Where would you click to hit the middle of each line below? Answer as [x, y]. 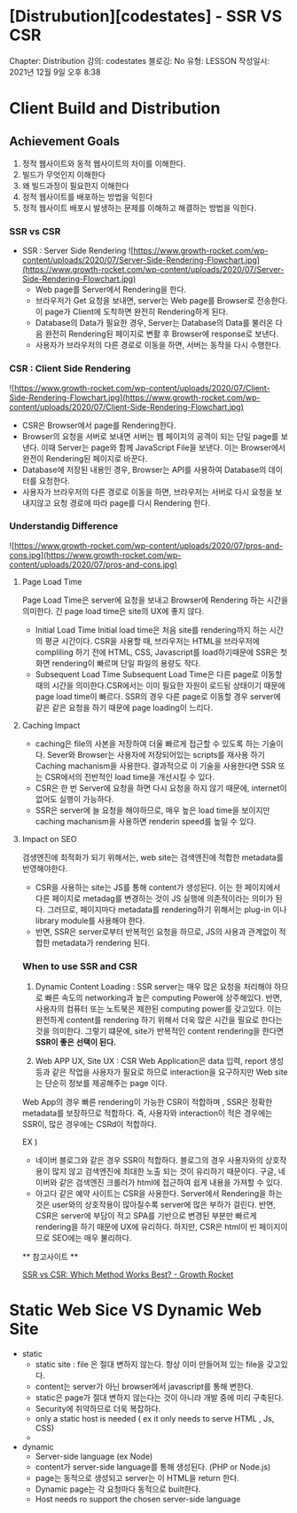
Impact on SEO [49, 839]
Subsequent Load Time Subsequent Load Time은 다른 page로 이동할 [159, 674]
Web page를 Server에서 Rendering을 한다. [111, 289]
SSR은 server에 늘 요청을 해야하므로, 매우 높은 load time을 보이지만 [152, 810]
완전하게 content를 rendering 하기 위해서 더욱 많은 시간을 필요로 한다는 [159, 1020]
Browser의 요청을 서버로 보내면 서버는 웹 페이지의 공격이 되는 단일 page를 [150, 436]
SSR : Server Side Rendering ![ [78, 251]
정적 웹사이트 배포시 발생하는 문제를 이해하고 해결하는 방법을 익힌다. [139, 208]
